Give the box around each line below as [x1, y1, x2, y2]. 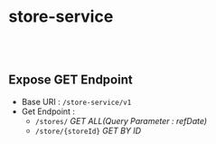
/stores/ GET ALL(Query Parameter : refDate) [34, 115, 208, 126]
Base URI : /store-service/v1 [21, 96, 132, 107]
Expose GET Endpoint [8, 72, 133, 88]
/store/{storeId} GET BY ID [34, 125, 142, 136]
